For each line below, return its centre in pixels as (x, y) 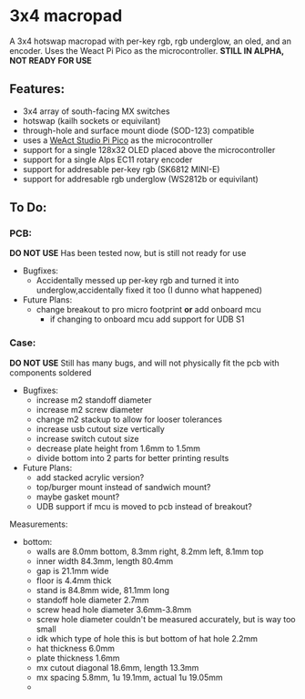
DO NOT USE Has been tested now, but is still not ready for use (128, 253)
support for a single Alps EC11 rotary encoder (107, 159)
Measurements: (39, 524)
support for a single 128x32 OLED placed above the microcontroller (149, 149)
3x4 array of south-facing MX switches (96, 111)
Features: (37, 89)
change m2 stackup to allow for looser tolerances (129, 419)
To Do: (28, 207)
